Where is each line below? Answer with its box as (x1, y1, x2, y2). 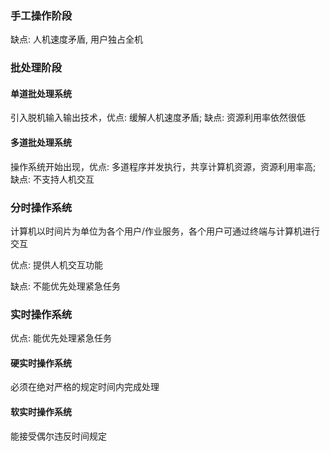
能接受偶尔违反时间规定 (10, 430, 107, 442)
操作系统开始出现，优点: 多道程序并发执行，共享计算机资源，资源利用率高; (10, 160, 317, 172)
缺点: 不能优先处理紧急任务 (10, 280, 121, 292)
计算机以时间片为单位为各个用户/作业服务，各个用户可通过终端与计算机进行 (10, 225, 321, 237)
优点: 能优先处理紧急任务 (10, 332, 112, 344)
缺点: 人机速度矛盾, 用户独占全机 (10, 33, 143, 46)
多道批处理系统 (10, 137, 72, 149)
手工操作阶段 (10, 8, 73, 22)
